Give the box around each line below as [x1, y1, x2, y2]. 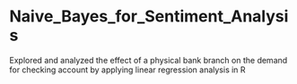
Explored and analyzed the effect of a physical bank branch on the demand [9, 55, 288, 65]
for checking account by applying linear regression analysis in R [9, 64, 246, 75]
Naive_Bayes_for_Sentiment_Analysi [9, 6, 289, 27]
